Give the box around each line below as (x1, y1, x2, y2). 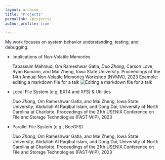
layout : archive (5, 7, 39, 12)
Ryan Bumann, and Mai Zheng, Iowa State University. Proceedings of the (12, 69, 161, 75)
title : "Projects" (5, 12, 43, 17)
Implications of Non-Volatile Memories (12, 54, 90, 60)
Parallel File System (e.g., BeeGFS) (12, 124, 83, 130)
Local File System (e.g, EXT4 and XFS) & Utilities (12, 89, 111, 95)
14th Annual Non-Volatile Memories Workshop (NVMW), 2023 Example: (12, 74, 158, 80)
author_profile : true (5, 21, 50, 26)
